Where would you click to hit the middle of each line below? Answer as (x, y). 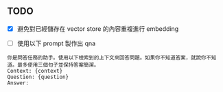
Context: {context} (35, 71)
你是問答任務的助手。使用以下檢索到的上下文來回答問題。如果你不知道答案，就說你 (107, 58)
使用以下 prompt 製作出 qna (56, 43)
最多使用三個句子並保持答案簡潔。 (58, 65)
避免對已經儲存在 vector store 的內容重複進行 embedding (98, 28)
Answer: (18, 83)
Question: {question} (38, 77)
